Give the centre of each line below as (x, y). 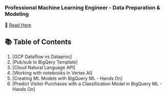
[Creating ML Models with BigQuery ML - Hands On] (67, 79)
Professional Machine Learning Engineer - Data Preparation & (82, 8)
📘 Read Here (18, 25)
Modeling (17, 14)
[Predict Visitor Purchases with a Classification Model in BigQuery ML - (87, 84)
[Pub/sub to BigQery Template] (45, 62)
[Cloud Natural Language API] (44, 67)
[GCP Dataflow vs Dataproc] (42, 57)
